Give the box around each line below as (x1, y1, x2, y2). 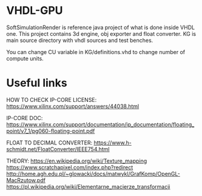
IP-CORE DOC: (6, 114, 43, 121)
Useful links (6, 76, 68, 90)
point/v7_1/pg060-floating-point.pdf (6, 127, 95, 134)
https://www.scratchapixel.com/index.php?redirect (6, 163, 133, 171)
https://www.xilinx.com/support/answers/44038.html (6, 103, 140, 110)
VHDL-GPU (6, 4, 63, 18)
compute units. (6, 55, 44, 62)
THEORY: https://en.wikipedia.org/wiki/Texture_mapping (6, 157, 147, 164)
